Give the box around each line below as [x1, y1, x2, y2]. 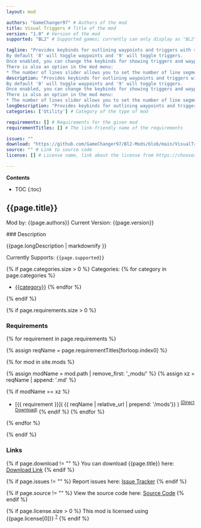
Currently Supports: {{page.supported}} [6, 254, 105, 261]
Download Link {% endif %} [6, 466, 75, 473]
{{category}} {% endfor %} [14, 283, 82, 291]
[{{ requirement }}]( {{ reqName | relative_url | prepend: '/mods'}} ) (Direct [14, 399, 195, 408]
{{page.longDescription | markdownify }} [6, 242, 106, 249]
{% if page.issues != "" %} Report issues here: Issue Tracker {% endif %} [6, 478, 187, 485]
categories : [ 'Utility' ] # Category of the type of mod [6, 108, 148, 114]
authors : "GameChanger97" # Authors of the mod [6, 19, 127, 26]
